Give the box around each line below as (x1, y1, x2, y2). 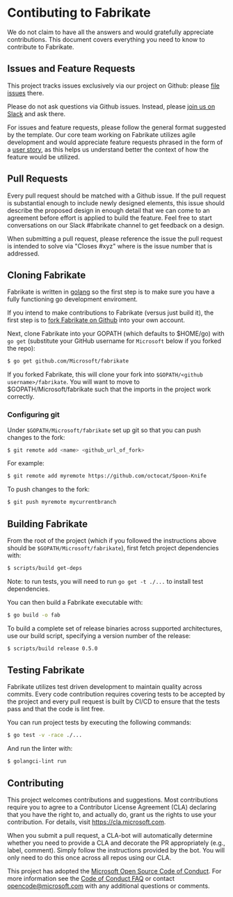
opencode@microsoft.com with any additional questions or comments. (7, 882, 210, 890)
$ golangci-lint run (7, 758, 67, 765)
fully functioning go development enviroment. (7, 295, 138, 303)
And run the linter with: (7, 745, 73, 753)
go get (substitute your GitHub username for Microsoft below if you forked (7, 337, 221, 345)
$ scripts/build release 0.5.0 (7, 645, 98, 652)
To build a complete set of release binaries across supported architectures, (7, 624, 223, 633)
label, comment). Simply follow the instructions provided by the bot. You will (7, 846, 225, 854)
